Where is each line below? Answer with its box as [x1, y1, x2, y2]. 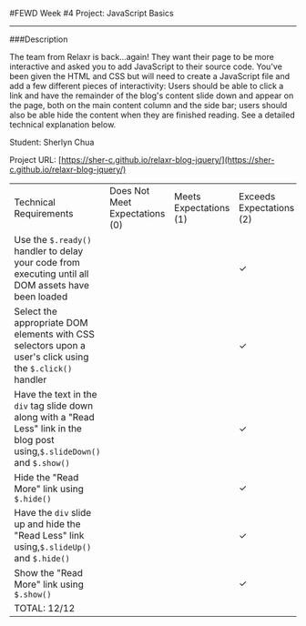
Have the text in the [14, 389, 97, 400]
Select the [14, 305, 57, 318]
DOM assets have [14, 279, 89, 291]
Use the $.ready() [14, 234, 92, 246]
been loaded [14, 290, 68, 303]
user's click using [14, 350, 89, 363]
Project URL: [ [9, 155, 62, 165]
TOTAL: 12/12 [14, 602, 76, 614]
